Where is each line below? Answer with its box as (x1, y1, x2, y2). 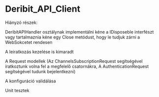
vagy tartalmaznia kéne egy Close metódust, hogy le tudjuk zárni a (5, 34, 140, 40)
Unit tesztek (5, 87, 29, 93)
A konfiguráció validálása (5, 78, 56, 84)
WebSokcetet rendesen (5, 39, 53, 45)
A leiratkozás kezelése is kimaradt (5, 49, 74, 55)
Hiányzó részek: (5, 19, 38, 25)
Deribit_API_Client (5, 3, 80, 15)
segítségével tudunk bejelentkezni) (5, 68, 76, 74)
